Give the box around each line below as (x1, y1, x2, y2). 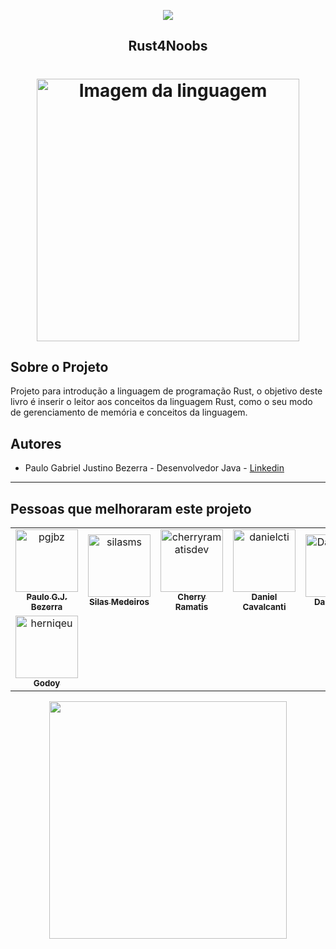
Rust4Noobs (128, 38, 208, 55)
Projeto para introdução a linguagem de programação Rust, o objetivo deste (10, 385, 323, 397)
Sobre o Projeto (10, 358, 109, 375)
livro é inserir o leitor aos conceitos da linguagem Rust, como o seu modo (10, 396, 313, 408)
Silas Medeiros (89, 596, 150, 608)
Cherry (177, 591, 207, 603)
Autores (10, 435, 62, 452)
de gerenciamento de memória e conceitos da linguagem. (10, 406, 248, 419)
